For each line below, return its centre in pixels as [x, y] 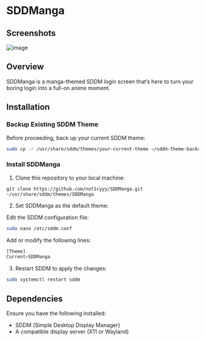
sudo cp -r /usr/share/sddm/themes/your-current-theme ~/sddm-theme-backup [105, 149]
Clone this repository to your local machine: [70, 178]
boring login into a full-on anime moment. [58, 88]
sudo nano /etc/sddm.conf [39, 228]
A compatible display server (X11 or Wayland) [72, 331]
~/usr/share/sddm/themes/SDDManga [50, 194]
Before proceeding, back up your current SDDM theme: [76, 138]
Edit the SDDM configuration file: [48, 217]
